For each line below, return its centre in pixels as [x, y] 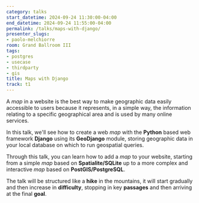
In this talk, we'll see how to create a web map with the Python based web [99, 132]
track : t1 [19, 85]
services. [17, 120]
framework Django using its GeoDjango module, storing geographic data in [100, 138]
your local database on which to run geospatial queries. [75, 145]
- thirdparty [23, 68]
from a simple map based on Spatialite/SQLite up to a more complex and [97, 163]
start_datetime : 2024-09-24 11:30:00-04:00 [62, 17]
